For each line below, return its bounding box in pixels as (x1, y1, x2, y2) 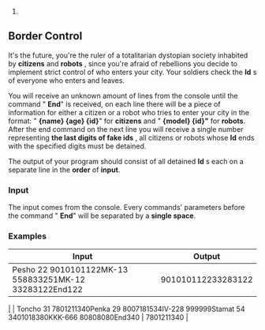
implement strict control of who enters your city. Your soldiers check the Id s (8, 67, 257, 77)
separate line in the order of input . (8, 165, 121, 174)
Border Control (8, 29, 83, 43)
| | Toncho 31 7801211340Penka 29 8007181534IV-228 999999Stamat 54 (8, 304, 245, 314)
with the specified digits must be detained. (8, 141, 147, 151)
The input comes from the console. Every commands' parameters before (8, 203, 245, 212)
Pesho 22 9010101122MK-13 (12, 264, 129, 276)
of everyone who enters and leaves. (8, 75, 125, 85)
